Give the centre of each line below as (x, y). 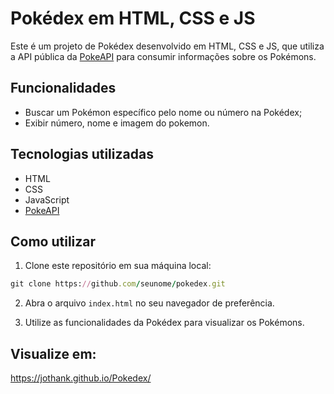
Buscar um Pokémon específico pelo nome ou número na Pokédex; (163, 112)
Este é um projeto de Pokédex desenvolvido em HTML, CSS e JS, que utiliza (167, 46)
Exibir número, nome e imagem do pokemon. (117, 123)
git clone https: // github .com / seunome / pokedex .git (118, 284)
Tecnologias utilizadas (82, 154)
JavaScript (47, 199)
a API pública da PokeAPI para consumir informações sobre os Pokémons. (163, 56)
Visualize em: (53, 353)
